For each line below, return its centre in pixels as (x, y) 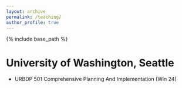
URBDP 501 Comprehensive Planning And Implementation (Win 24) (96, 79)
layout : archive (26, 11)
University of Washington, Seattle (90, 63)
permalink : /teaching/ (34, 17)
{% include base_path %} (37, 39)
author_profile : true (33, 22)
